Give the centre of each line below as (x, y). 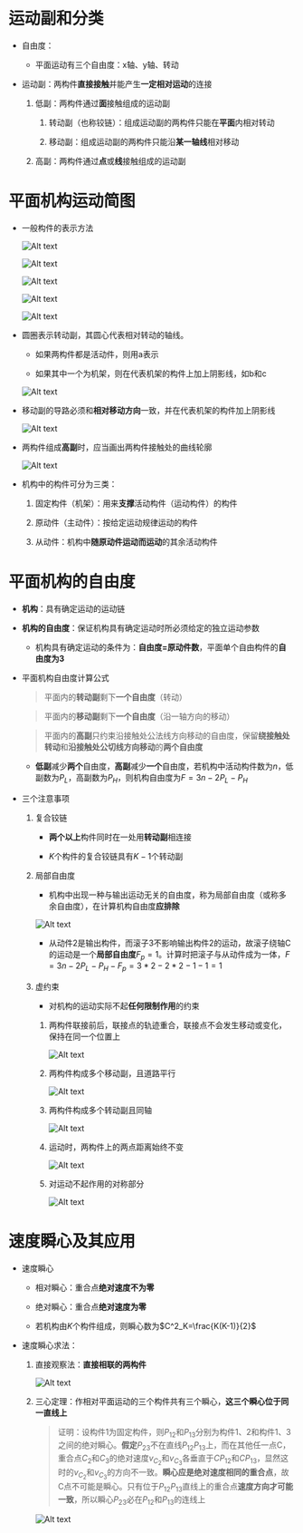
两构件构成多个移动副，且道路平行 (112, 1073)
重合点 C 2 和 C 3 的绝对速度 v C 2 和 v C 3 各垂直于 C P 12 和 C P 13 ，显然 (169, 1460)
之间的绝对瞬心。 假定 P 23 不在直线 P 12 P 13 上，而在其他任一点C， (174, 1446)
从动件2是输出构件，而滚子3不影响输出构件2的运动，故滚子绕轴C (170, 943)
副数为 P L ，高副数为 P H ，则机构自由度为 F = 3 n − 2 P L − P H (141, 778)
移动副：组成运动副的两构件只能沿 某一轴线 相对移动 (144, 141)
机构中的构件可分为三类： (69, 484)
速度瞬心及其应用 (72, 1242)
